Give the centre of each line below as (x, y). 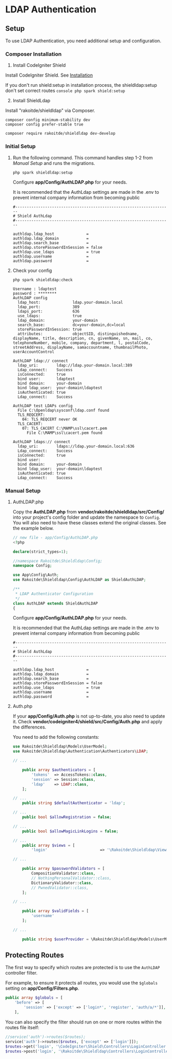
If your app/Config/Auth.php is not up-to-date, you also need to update (89, 716)
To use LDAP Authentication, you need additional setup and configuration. (83, 41)
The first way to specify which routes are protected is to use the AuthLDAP (83, 967)
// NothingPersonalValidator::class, (71, 878)
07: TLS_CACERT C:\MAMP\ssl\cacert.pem (65, 428)
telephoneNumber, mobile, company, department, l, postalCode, (82, 343)
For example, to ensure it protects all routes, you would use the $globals (81, 983)
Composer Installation (34, 54)
